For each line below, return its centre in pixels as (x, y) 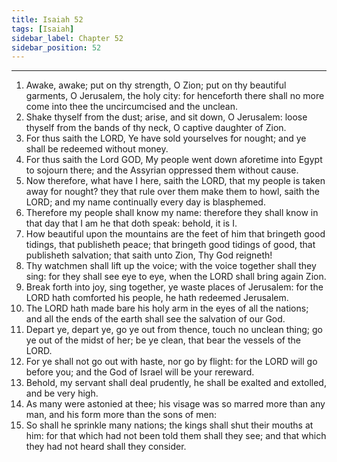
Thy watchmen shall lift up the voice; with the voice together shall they (171, 266)
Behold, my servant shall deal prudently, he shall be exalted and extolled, (176, 383)
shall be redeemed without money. (97, 149)
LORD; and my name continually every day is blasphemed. (145, 202)
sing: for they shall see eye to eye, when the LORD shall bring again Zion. (176, 277)
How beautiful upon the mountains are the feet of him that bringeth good (175, 234)
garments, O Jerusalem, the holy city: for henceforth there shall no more (175, 96)
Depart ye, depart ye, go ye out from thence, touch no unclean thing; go (174, 330)
